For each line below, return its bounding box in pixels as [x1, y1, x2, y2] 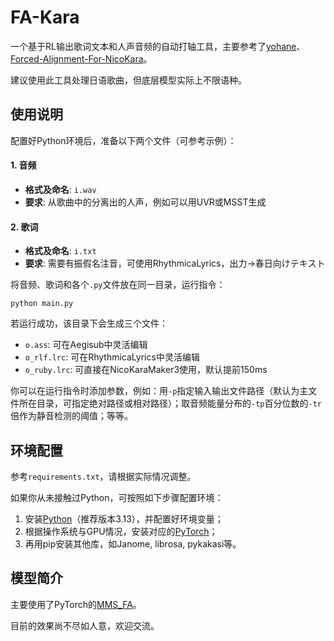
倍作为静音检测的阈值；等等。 [10, 410, 133, 422]
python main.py [10, 299, 74, 309]
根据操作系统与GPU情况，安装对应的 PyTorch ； [24, 525, 218, 537]
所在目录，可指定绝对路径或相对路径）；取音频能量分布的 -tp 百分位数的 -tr [18, 397, 322, 410]
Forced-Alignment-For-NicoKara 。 [10, 52, 153, 65]
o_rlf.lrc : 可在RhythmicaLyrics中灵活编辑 [24, 351, 200, 363]
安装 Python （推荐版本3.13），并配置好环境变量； [24, 512, 224, 525]
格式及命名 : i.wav [24, 183, 97, 195]
